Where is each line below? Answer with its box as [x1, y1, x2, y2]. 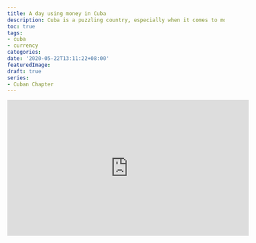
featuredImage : [7, 61, 51, 68]
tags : [7, 29, 23, 37]
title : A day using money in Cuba [7, 10, 107, 17]
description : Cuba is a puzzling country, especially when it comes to [7, 17, 217, 23]
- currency [7, 42, 39, 49]
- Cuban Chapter [7, 81, 54, 88]
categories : [7, 49, 41, 56]
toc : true [7, 23, 36, 30]
